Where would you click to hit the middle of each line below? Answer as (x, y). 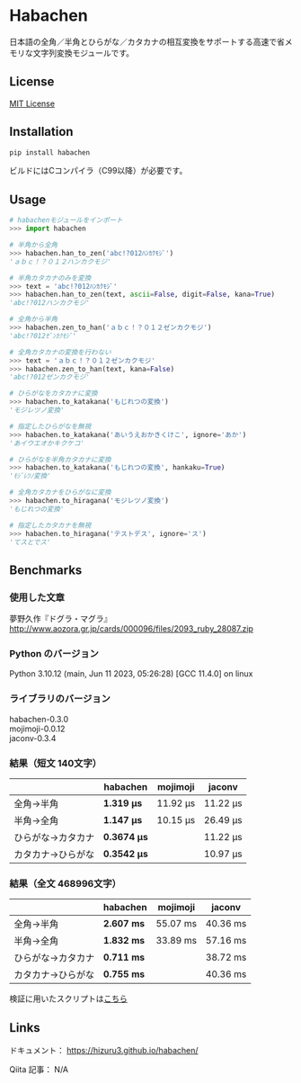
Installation (41, 132)
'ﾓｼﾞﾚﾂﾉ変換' (30, 476)
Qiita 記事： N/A (39, 1070)
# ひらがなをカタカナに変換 (54, 394)
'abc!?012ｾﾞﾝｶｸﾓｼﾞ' (43, 336)
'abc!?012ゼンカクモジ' (49, 377)
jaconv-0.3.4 (33, 738)
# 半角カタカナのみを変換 (50, 278)
